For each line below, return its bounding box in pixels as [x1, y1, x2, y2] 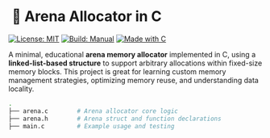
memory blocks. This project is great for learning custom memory [8, 66, 226, 76]
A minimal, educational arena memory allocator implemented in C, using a [8, 49, 256, 59]
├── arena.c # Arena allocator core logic [8, 107, 179, 115]
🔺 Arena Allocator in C [11, 7, 163, 26]
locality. [8, 84, 35, 94]
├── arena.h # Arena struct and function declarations [8, 115, 222, 123]
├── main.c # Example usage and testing [8, 122, 175, 130]
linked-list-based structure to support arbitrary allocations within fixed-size [8, 58, 263, 68]
